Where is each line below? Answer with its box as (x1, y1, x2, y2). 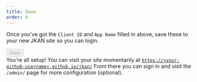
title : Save (6, 8, 36, 15)
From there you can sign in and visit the (94, 62, 192, 70)
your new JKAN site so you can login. (6, 37, 99, 44)
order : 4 (6, 14, 28, 20)
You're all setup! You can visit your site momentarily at (6, 56, 141, 63)
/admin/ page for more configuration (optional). (6, 69, 123, 76)
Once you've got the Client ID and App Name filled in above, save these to (6, 30, 188, 37)
